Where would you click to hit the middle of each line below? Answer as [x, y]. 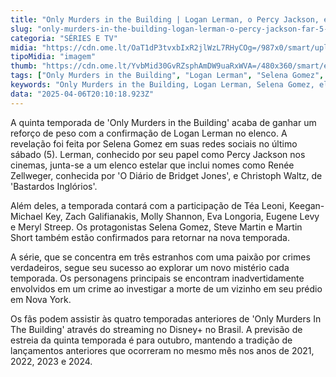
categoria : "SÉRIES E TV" [64, 38]
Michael [26, 216]
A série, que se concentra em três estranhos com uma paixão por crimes [160, 257]
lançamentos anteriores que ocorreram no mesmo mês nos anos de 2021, [162, 350]
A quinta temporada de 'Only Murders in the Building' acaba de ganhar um [163, 122]
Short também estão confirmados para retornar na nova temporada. [150, 237]
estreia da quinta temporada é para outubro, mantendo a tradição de [151, 340]
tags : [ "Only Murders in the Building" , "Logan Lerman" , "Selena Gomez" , [167, 76]
